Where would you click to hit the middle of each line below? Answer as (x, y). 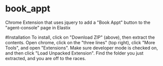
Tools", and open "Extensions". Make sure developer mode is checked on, (81, 48)
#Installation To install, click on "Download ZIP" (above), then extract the (80, 37)
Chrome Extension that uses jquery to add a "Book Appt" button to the (78, 22)
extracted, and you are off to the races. (46, 58)
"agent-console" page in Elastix (38, 27)
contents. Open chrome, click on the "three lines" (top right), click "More (80, 42)
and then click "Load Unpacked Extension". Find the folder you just (74, 53)
